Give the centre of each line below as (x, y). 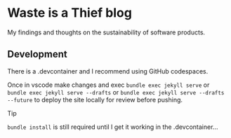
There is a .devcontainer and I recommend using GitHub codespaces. (108, 71)
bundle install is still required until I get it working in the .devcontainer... (113, 127)
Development (38, 54)
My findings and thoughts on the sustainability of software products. (106, 32)
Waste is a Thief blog (70, 13)
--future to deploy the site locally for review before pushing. (95, 99)
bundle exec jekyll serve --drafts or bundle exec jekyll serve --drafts (116, 92)
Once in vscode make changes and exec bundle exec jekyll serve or (108, 85)
